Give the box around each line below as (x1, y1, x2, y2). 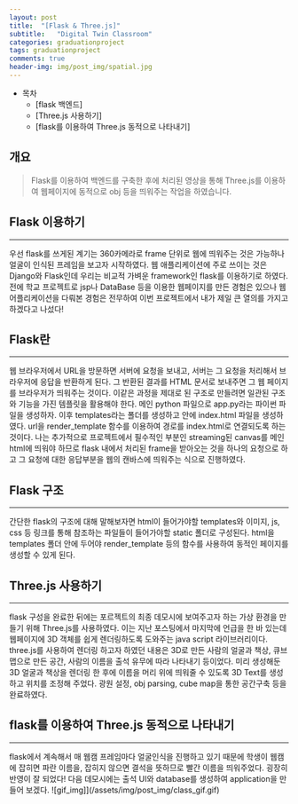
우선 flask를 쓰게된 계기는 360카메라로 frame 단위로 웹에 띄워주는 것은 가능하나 (9, 248, 286, 258)
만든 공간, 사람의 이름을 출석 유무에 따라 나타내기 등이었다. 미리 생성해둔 (32, 656, 281, 666)
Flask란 (9, 332, 51, 347)
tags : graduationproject (9, 46, 101, 55)
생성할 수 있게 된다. (9, 549, 75, 560)
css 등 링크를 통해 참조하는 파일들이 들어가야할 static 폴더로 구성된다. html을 (9, 527, 275, 538)
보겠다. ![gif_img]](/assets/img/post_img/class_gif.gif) (25, 784, 220, 795)
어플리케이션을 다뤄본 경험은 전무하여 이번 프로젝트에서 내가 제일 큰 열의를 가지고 (9, 292, 289, 303)
